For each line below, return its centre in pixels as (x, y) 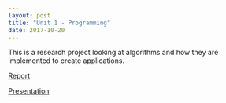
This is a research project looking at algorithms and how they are (113, 53)
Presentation (29, 91)
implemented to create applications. (66, 61)
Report (19, 76)
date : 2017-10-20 (37, 30)
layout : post (30, 15)
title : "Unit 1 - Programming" (59, 23)
